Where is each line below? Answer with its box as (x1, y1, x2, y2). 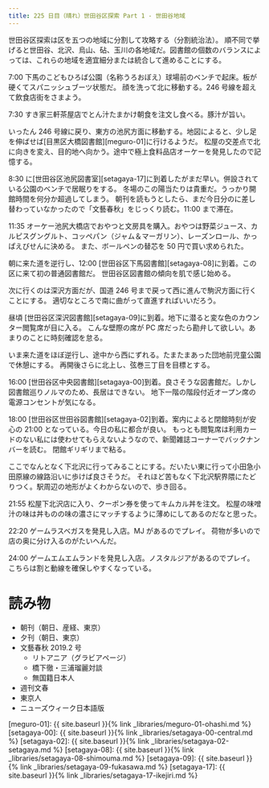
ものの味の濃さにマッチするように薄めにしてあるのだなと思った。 (43, 509, 262, 518)
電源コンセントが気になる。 (8, 397, 100, 406)
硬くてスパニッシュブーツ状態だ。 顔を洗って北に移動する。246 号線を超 (8, 82, 251, 92)
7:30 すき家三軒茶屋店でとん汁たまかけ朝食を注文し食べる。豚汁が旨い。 (8, 109, 251, 119)
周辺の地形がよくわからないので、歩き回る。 (43, 481, 191, 491)
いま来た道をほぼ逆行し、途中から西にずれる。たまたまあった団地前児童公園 (8, 349, 262, 359)
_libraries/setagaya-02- (151, 736, 230, 745)
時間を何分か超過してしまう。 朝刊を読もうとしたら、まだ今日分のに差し (14, 194, 256, 204)
